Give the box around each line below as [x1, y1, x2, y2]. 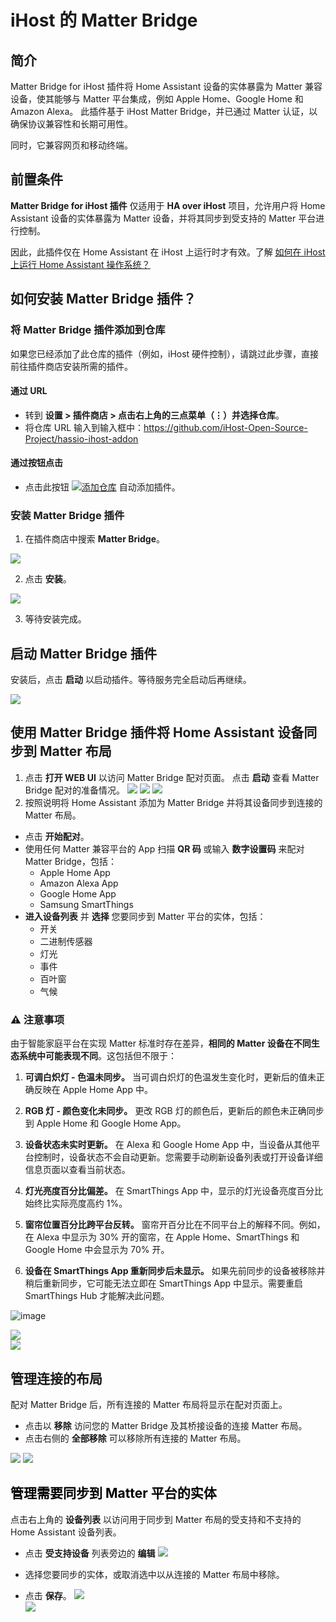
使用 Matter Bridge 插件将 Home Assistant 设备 [10, 724, 305, 741]
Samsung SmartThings [39, 898, 134, 910]
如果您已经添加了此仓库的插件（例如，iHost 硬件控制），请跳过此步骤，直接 [10, 347, 320, 360]
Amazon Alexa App [39, 877, 119, 889]
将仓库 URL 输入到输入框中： [24, 421, 145, 433]
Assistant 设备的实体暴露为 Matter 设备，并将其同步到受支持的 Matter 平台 [10, 212, 317, 224]
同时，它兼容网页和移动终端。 [10, 139, 133, 151]
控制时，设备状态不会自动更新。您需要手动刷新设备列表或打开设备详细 [33, 1151, 323, 1163]
